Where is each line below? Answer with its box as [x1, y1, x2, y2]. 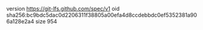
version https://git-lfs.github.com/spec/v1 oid [6, 5, 120, 12]
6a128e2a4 [6, 18, 35, 25]
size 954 [35, 18, 57, 25]
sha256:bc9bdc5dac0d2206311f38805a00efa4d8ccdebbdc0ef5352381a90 [6, 11, 198, 19]
